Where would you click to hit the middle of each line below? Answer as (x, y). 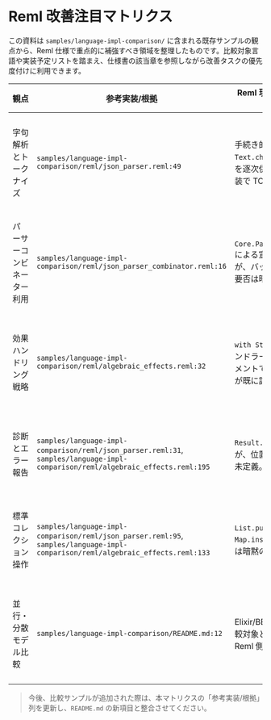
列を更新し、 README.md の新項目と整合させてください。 (119, 708)
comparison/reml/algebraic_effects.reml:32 (121, 366)
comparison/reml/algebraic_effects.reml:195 (123, 467)
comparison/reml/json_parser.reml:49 (109, 166)
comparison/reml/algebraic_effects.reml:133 (123, 553)
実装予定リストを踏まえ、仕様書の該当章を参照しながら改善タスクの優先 (142, 61)
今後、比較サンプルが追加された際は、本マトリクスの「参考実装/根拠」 (144, 697)
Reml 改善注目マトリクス (91, 17)
